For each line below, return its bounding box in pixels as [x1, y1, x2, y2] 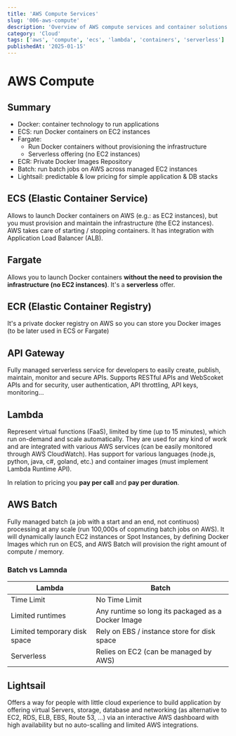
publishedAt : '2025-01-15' [7, 43, 86, 50]
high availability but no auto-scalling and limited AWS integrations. [7, 721, 199, 729]
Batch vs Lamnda [7, 564, 68, 574]
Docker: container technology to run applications [17, 120, 159, 128]
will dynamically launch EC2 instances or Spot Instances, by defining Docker [7, 532, 229, 540]
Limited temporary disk [11, 627, 87, 637]
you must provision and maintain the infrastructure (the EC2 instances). [7, 219, 214, 227]
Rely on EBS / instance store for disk [96, 627, 216, 637]
